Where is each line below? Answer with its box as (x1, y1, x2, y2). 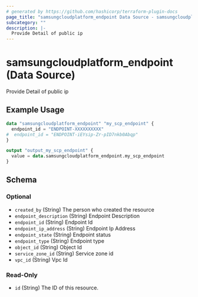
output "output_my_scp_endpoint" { (6, 148, 94, 154)
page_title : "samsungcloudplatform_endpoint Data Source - (6, 14, 154, 20)
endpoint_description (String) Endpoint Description (14, 212, 140, 219)
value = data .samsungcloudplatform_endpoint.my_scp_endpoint (11, 153, 165, 159)
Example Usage (6, 105, 65, 115)
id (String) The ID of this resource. (14, 284, 99, 291)
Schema (6, 175, 37, 185)
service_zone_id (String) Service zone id (14, 250, 114, 257)
